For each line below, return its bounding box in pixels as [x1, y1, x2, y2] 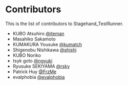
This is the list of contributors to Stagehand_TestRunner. [5, 20, 124, 27]
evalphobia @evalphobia [12, 74, 65, 80]
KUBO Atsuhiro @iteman [12, 30, 65, 36]
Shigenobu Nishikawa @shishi [12, 47, 77, 53]
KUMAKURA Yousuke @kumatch [12, 41, 82, 47]
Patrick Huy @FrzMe [12, 68, 57, 75]
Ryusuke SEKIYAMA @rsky [12, 63, 70, 69]
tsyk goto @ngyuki [12, 57, 53, 63]
